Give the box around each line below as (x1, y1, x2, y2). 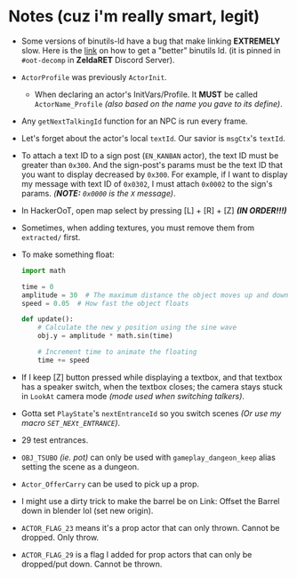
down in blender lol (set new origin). (20, 505, 154, 516)
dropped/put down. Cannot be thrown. (20, 558, 163, 569)
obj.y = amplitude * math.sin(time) (37, 332, 173, 341)
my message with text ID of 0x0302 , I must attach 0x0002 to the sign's (20, 178, 273, 189)
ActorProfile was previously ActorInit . (20, 71, 167, 82)
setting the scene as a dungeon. (20, 461, 140, 472)
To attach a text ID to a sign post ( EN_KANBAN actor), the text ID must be (20, 149, 279, 161)
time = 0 (20, 282, 54, 291)
